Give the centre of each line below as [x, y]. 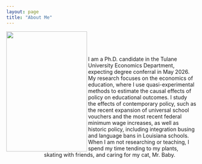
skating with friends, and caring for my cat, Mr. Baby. [110, 154]
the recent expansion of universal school [139, 110]
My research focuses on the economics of [141, 78]
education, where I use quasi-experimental [141, 84]
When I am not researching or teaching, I [139, 142]
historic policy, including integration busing [141, 129]
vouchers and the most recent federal [135, 116]
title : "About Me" [29, 17]
